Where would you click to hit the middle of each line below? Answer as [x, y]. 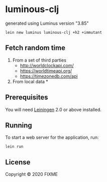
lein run [14, 147]
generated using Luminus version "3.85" [47, 23]
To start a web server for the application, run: [52, 138]
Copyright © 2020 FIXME [32, 174]
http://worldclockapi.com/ [47, 65]
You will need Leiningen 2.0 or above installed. [54, 109]
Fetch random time [35, 48]
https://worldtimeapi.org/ [46, 71]
